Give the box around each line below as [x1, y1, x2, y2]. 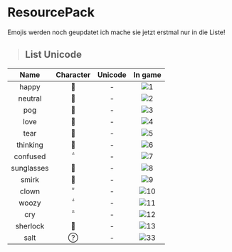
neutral [18, 94, 42, 104]
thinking [16, 140, 44, 150]
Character [56, 69, 91, 79]
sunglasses [11, 163, 49, 173]
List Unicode [24, 49, 82, 61]
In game [133, 69, 162, 79]
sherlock [15, 221, 45, 231]
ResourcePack [7, 4, 95, 21]
